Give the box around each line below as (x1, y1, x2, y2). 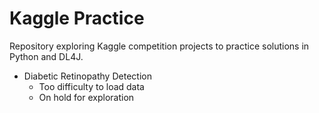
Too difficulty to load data (38, 80, 145, 92)
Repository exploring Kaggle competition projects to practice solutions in (9, 40, 310, 52)
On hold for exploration (38, 91, 135, 103)
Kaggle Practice (9, 7, 145, 30)
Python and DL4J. (9, 50, 84, 62)
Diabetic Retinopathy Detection (23, 70, 152, 82)
